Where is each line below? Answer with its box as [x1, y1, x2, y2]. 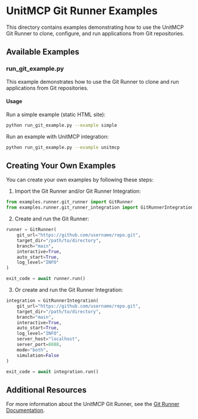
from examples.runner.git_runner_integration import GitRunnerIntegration [6, 204, 194, 210]
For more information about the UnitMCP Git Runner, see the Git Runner [6, 401, 180, 408]
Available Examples [6, 47, 80, 57]
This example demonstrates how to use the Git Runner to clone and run [6, 78, 179, 85]
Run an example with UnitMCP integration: [6, 133, 109, 140]
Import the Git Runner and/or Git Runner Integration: [14, 187, 141, 195]
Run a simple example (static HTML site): [6, 111, 106, 118]
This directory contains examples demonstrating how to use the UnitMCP [6, 24, 184, 31]
